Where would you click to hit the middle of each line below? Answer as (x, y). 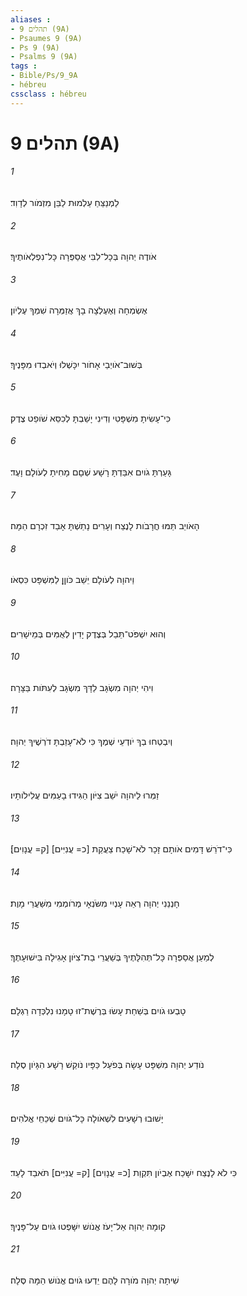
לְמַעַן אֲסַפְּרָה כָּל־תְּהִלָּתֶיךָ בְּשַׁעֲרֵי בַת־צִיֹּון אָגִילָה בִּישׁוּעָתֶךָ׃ (112, 957)
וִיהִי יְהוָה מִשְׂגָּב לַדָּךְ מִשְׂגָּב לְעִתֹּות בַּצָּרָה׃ (82, 687)
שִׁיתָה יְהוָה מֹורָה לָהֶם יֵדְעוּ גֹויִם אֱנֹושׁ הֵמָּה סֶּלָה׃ (95, 1280)
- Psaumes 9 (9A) (46, 38)
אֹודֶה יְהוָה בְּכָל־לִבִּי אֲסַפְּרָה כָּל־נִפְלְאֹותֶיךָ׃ (83, 257)
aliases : (31, 19)
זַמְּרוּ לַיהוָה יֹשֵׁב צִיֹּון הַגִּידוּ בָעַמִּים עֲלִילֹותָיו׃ (85, 795)
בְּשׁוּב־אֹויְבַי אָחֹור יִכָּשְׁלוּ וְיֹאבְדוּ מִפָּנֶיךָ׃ (76, 364)
